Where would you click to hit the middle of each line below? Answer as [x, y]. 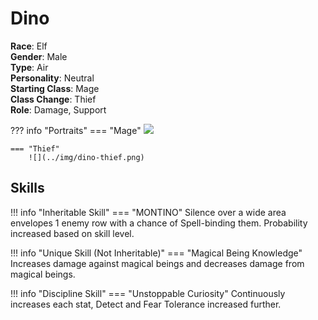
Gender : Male [39, 56]
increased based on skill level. [72, 233]
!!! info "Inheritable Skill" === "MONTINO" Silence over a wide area [148, 212]
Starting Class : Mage [55, 88]
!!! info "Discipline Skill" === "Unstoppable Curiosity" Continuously [148, 293]
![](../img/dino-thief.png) [86, 157]
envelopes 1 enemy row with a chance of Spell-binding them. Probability [159, 223]
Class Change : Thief [53, 99]
